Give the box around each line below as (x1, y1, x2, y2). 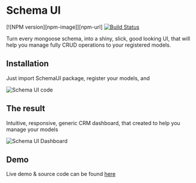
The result (6, 103, 45, 114)
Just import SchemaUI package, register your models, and (6, 74, 151, 81)
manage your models (6, 126, 59, 133)
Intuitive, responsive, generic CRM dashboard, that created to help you (6, 119, 180, 126)
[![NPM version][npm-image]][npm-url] (6, 23, 103, 30)
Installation (6, 59, 49, 69)
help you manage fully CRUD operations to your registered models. (6, 41, 171, 48)
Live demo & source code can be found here (6, 170, 116, 178)
